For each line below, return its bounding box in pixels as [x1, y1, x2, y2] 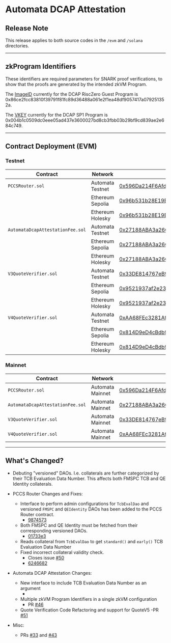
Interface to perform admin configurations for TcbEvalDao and [20, 500, 149, 507]
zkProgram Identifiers [5, 62, 76, 71]
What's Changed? [5, 457, 64, 465]
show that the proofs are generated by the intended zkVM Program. [5, 81, 148, 87]
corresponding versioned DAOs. [20, 527, 88, 534]
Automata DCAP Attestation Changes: [12, 570, 92, 576]
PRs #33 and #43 [20, 632, 58, 638]
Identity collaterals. [12, 481, 53, 487]
